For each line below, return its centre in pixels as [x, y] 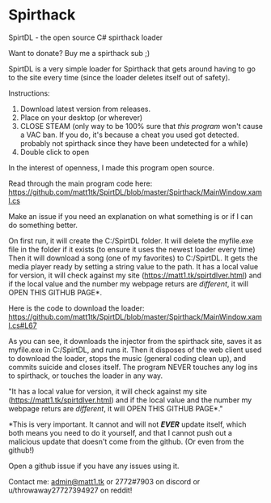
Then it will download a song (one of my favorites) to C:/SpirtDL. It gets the [133, 258]
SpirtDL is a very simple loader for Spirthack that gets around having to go [132, 69]
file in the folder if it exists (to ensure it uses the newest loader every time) [132, 249]
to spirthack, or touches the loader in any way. [86, 376]
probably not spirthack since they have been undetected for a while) [134, 143]
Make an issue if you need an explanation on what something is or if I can [131, 216]
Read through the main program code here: [80, 183]
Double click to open [55, 152]
